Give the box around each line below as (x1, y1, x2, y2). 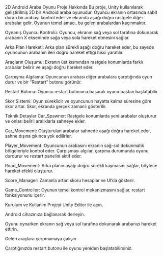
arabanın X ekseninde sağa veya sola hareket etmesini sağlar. (5, 35, 130, 40)
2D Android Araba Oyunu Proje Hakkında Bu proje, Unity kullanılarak (5, 4, 143, 10)
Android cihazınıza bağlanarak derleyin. (5, 212, 85, 217)
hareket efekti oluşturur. (5, 168, 54, 174)
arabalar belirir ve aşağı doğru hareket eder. (5, 64, 94, 70)
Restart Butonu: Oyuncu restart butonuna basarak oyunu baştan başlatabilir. (5, 89, 159, 94)
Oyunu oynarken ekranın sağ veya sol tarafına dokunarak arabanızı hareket (5, 221, 157, 226)
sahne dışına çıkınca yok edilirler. (5, 133, 72, 139)
